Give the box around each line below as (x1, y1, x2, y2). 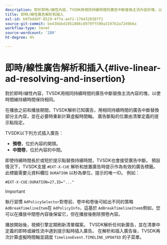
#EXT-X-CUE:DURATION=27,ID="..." (5, 179, 75, 184)
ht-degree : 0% (5, 35, 35, 40)
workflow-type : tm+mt (5, 26, 50, 31)
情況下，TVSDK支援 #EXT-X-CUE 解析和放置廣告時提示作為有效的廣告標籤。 (5, 163, 158, 169)
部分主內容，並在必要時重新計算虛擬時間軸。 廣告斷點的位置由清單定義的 (5, 113, 155, 119)
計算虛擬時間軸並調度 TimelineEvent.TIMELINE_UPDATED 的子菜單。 (9, 234, 144, 240)
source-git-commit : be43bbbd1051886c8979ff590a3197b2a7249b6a (5, 21, 137, 26)
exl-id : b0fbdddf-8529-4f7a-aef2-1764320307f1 (5, 16, 103, 21)
